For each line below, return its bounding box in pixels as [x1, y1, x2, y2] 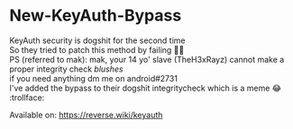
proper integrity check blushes [9, 64, 124, 74]
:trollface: [9, 91, 45, 103]
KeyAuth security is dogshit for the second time [9, 35, 186, 46]
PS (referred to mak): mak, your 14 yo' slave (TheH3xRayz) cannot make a [9, 54, 285, 64]
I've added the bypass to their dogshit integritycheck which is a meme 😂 [9, 82, 282, 93]
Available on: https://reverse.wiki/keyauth [9, 109, 163, 120]
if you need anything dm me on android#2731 [9, 73, 179, 83]
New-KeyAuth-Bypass [9, 5, 182, 26]
